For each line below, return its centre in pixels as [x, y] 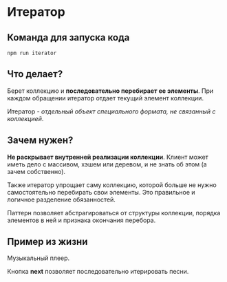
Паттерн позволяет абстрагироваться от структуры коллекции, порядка [114, 213]
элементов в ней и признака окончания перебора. [82, 220]
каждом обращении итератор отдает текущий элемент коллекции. [106, 98]
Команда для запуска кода [68, 37]
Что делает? [35, 74]
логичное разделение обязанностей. [61, 199]
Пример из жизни [47, 242]
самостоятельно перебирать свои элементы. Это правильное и [101, 192]
